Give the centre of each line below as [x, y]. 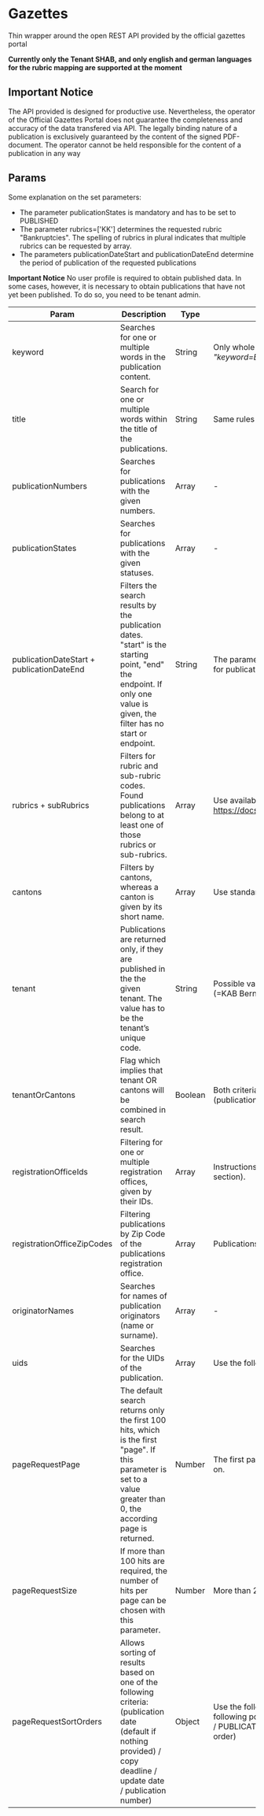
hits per [134, 1591]
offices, [134, 1182]
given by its [141, 906]
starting [135, 654]
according [139, 1518]
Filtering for [142, 1142]
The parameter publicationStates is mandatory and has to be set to [128, 212]
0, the [131, 1509]
